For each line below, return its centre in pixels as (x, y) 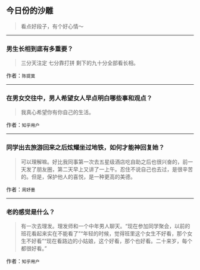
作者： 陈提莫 (21, 76)
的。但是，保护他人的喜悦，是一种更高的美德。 (78, 177)
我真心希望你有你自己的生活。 (57, 112)
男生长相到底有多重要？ (40, 48)
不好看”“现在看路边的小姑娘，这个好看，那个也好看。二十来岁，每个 (109, 241)
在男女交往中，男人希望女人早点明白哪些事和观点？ (79, 99)
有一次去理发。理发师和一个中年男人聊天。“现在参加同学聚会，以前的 (105, 226)
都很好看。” (34, 248)
